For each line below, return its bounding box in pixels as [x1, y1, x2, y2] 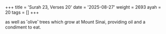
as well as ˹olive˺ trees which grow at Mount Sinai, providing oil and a [5, 19, 146, 25]
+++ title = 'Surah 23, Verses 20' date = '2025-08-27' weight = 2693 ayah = [5, 4, 162, 10]
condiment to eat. [5, 24, 41, 30]
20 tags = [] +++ [5, 9, 39, 15]
